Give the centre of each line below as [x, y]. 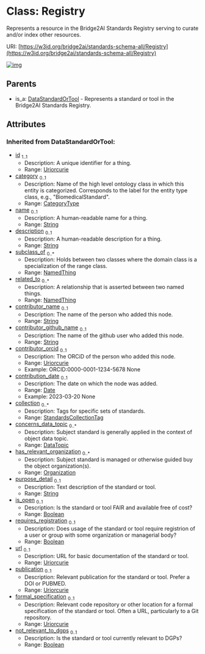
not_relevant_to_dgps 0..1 [46, 631]
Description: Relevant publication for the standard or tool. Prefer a [107, 577]
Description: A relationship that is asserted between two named [104, 287]
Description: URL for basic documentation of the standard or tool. [106, 556]
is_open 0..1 [29, 500]
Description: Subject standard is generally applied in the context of [108, 432]
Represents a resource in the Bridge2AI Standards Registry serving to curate [103, 28]
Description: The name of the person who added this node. [99, 314]
